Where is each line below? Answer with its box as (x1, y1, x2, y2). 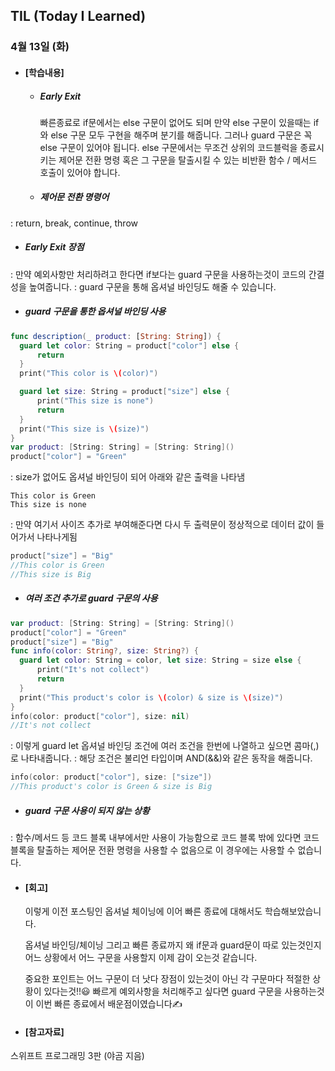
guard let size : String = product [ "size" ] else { (19, 387, 230, 397)
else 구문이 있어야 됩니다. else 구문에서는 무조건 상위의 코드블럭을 (39, 141, 298, 153)
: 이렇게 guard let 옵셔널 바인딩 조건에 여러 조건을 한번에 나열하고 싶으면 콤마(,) (10, 740, 320, 752)
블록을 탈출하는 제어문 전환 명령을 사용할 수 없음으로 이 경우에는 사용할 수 (10, 844, 296, 856)
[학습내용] (24, 66, 65, 78)
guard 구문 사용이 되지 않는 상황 (24, 804, 150, 816)
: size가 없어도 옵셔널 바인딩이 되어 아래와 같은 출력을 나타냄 (10, 471, 246, 483)
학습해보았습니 (264, 905, 322, 918)
